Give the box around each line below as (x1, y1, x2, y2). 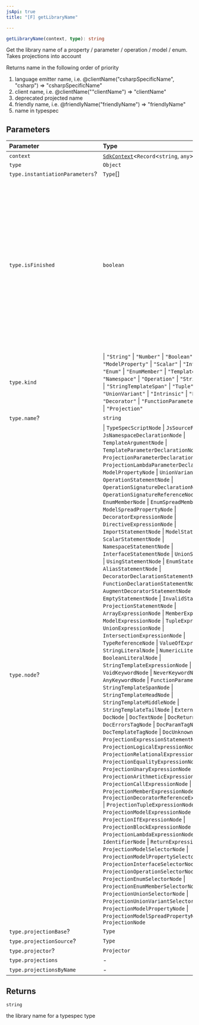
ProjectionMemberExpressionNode (102, 788, 194, 795)
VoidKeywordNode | (102, 668, 152, 677)
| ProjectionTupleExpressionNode (102, 801, 195, 809)
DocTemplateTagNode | (102, 728, 162, 736)
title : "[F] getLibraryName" (6, 14, 78, 20)
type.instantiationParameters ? (9, 170, 98, 178)
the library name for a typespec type (6, 1013, 96, 1019)
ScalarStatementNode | (102, 535, 165, 543)
